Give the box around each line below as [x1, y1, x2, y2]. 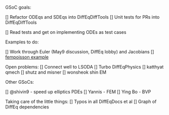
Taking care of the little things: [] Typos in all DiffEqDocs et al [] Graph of [5, 98, 157, 104]
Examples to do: [5, 39, 39, 45]
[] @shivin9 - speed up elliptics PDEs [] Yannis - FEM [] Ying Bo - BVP [5, 89, 151, 95]
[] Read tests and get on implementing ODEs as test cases [5, 29, 126, 35]
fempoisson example [5, 54, 49, 60]
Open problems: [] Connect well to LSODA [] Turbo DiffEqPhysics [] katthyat [5, 64, 164, 70]
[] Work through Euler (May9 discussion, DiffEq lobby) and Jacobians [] [5, 49, 154, 54]
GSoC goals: [5, 5, 31, 10]
